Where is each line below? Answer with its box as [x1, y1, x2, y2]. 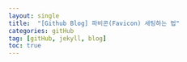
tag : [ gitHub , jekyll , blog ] [8, 34, 107, 43]
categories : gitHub [8, 27, 74, 35]
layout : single [8, 11, 60, 20]
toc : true [8, 42, 42, 50]
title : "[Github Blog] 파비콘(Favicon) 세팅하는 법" [8, 19, 181, 27]
